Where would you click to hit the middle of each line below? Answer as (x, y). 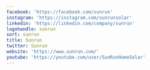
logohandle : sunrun (31, 29)
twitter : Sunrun (27, 46)
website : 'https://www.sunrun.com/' (53, 52)
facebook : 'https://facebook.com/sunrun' (60, 12)
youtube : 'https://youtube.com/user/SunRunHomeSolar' (76, 57)
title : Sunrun (24, 40)
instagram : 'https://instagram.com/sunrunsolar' (69, 18)
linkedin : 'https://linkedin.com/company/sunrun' (71, 23)
